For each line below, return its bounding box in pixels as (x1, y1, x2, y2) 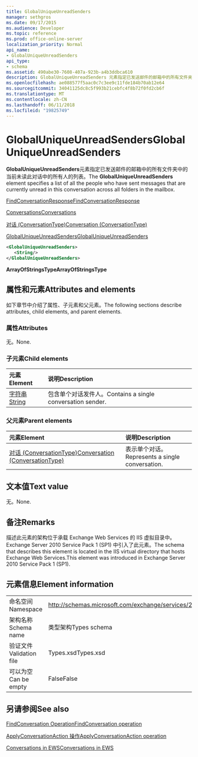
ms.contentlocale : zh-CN (6, 96, 67, 102)
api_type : (6, 58, 31, 64)
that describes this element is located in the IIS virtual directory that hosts (6, 548, 185, 555)
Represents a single (125, 452, 180, 461)
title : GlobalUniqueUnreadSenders (6, 8, 91, 15)
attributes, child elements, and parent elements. (6, 308, 122, 315)
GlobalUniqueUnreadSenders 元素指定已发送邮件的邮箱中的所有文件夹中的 (6, 166, 189, 173)
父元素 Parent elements (6, 417, 72, 425)
